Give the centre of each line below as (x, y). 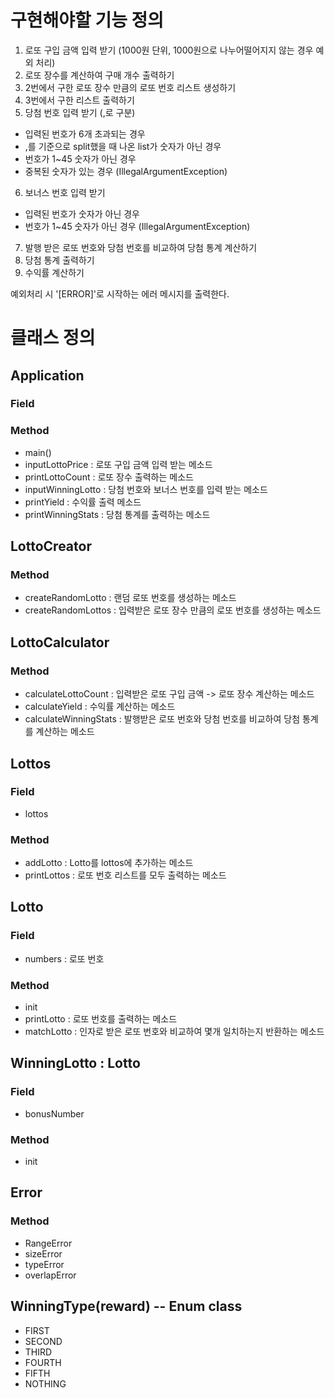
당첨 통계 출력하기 (59, 260)
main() (38, 452)
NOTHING (45, 1383)
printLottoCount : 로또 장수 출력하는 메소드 (109, 477)
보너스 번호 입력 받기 (65, 192)
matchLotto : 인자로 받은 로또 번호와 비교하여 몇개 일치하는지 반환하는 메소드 (174, 1032)
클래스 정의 (53, 338)
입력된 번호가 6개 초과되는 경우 (85, 133)
